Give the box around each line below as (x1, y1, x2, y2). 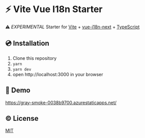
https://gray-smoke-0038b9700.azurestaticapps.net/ (5, 99, 117, 106)
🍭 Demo (5, 86, 31, 95)
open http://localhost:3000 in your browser (12, 71, 103, 77)
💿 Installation (5, 39, 49, 48)
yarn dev (12, 66, 32, 72)
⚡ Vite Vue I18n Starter (5, 4, 103, 15)
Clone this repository (12, 55, 57, 61)
